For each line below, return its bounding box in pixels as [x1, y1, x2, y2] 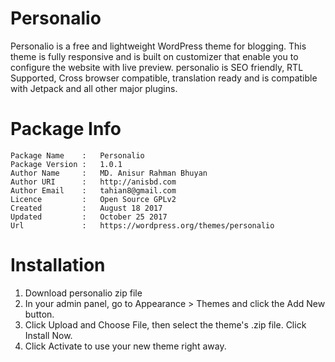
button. [24, 308, 55, 320]
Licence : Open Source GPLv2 [10, 194, 177, 204]
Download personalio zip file [24, 287, 143, 299]
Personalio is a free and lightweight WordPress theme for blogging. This [10, 40, 307, 52]
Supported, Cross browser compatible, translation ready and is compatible [10, 72, 318, 84]
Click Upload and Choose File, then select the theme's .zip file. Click [24, 318, 307, 331]
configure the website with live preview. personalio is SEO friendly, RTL [10, 61, 304, 73]
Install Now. [24, 329, 73, 341]
